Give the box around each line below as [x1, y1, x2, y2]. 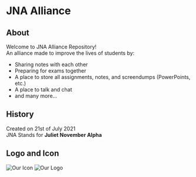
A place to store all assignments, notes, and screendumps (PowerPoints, [14, 74, 191, 80]
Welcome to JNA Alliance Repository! [6, 43, 97, 50]
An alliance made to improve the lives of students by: [6, 50, 135, 57]
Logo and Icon [6, 149, 59, 159]
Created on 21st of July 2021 [6, 125, 75, 132]
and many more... [14, 93, 58, 99]
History [6, 109, 34, 119]
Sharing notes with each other [14, 61, 88, 68]
